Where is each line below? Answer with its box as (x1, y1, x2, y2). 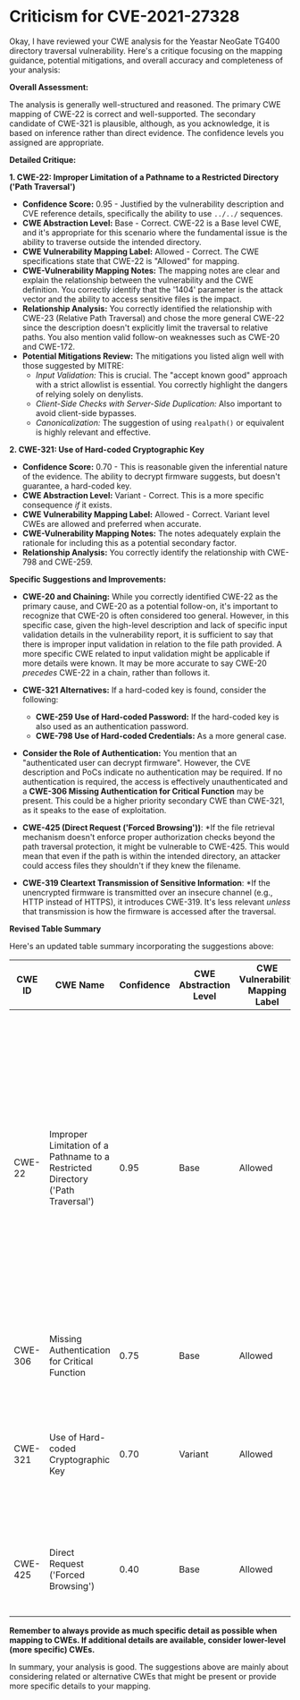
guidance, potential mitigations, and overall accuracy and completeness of (9, 55, 284, 65)
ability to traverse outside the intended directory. (21, 236, 202, 247)
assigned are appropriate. (9, 137, 104, 148)
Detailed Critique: (9, 154, 77, 165)
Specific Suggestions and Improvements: (9, 574, 167, 584)
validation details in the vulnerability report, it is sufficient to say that (21, 629, 274, 640)
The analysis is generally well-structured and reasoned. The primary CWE (9, 98, 281, 109)
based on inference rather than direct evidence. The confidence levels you (9, 127, 284, 138)
